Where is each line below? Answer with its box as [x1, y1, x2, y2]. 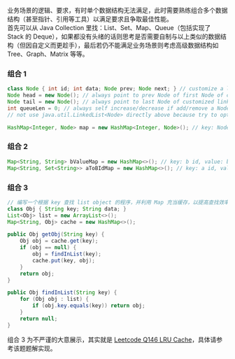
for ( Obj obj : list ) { [20, 296, 90, 303]
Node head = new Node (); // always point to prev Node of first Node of [7, 92, 224, 99]
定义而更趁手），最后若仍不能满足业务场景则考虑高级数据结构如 [37, 41, 219, 49]
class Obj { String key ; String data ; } [7, 205, 127, 212]
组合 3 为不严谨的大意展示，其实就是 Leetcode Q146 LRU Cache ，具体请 [7, 335, 217, 344]
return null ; [20, 315, 58, 322]
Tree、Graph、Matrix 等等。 [7, 50, 89, 58]
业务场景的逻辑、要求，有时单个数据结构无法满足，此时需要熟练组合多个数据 [7, 6, 228, 14]
